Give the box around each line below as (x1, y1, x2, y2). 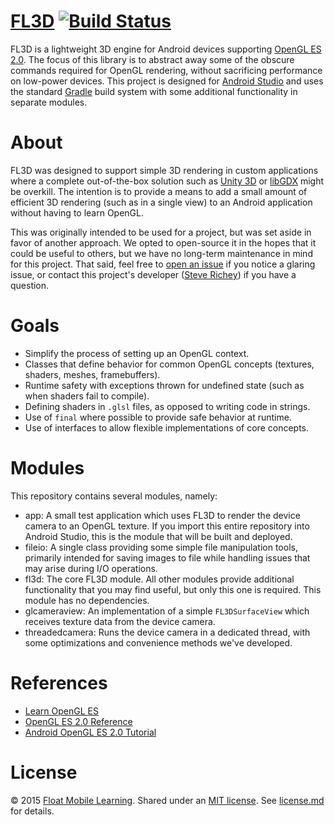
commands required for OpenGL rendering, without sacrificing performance (10, 64, 323, 76)
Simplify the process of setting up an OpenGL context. (24, 347, 250, 359)
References (10, 671, 108, 694)
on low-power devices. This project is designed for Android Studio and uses (10, 75, 324, 87)
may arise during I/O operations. (24, 562, 158, 574)
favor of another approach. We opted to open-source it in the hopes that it (10, 236, 317, 249)
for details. (10, 805, 55, 817)
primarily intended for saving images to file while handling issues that (24, 551, 311, 564)
